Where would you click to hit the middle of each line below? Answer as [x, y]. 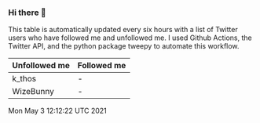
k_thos [24, 79]
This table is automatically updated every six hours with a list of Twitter [123, 30]
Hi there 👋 [27, 13]
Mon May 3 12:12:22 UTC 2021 [58, 111]
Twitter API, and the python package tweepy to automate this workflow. [124, 46]
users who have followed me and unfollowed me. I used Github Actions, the [130, 38]
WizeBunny [33, 92]
